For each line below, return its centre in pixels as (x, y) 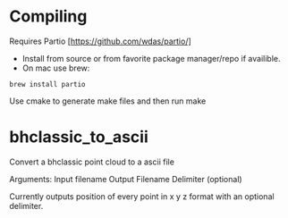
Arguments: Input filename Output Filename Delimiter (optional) (126, 179)
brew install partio (48, 84)
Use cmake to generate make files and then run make (108, 101)
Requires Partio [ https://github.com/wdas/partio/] (101, 41)
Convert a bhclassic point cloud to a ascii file (92, 162)
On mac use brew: (56, 68)
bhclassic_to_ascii (79, 137)
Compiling (48, 17)
